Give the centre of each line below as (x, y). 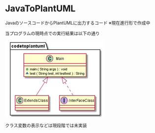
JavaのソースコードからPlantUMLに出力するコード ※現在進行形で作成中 (78, 23)
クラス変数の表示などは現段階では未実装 (46, 125)
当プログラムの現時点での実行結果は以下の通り (52, 33)
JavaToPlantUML (40, 9)
